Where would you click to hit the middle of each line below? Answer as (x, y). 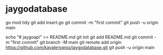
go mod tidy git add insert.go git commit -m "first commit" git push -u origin (82, 22)
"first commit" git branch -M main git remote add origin (66, 42)
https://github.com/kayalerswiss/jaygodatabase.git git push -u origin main (80, 47)
